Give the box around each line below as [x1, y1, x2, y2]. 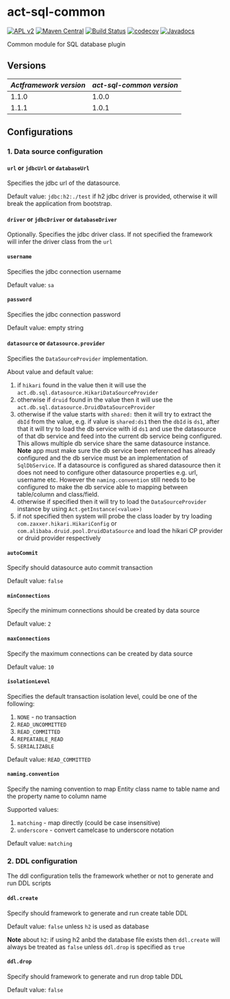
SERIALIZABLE [16, 743, 55, 750]
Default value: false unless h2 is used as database [7, 922, 149, 930]
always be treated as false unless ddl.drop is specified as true [7, 943, 186, 951]
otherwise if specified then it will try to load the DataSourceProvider [16, 497, 207, 506]
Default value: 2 [7, 619, 51, 628]
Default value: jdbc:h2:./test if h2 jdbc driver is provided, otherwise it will [7, 193, 218, 201]
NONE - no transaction [16, 713, 77, 721]
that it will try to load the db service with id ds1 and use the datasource [16, 425, 217, 433]
